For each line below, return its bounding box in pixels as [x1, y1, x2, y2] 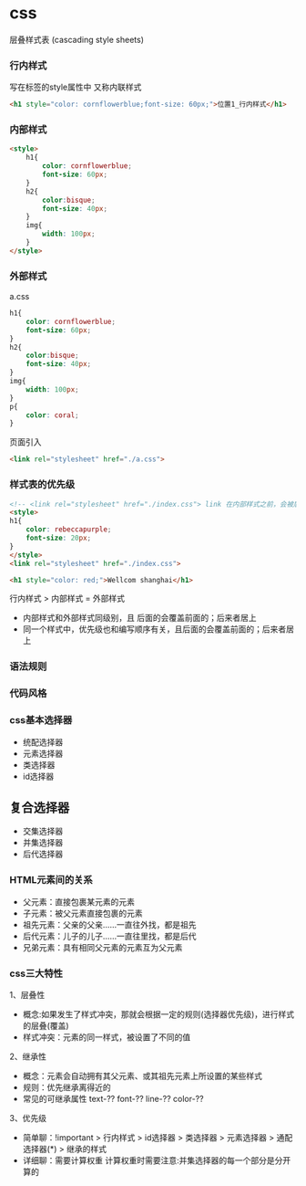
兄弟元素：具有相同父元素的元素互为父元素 [22, 941, 183, 952]
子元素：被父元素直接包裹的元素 [22, 908, 143, 918]
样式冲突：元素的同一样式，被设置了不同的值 [22, 1031, 191, 1043]
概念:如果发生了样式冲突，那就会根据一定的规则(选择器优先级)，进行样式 [22, 1008, 295, 1020]
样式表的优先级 [9, 478, 76, 491]
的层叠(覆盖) [22, 1020, 70, 1031]
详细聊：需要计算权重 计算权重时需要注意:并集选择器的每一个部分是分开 [22, 1154, 291, 1166]
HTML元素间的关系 [9, 874, 93, 887]
